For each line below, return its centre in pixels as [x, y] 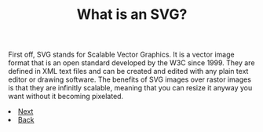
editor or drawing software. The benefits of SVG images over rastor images [130, 79]
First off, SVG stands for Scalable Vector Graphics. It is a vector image [121, 55]
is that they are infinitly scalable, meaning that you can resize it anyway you [130, 88]
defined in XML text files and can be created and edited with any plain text [128, 71]
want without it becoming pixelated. [66, 97]
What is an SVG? [132, 15]
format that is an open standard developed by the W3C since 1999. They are [131, 63]
